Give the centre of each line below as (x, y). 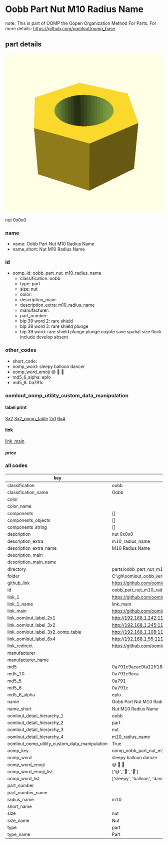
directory (17, 569)
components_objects (29, 520)
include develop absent (44, 337)
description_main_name (32, 562)
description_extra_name (32, 548)
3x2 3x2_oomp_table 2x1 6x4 (35, 418)
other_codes (21, 350)
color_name (19, 506)
